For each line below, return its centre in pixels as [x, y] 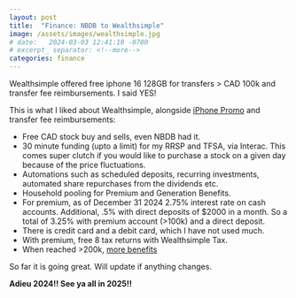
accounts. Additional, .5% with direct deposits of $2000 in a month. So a [155, 212]
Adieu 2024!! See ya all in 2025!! [71, 283]
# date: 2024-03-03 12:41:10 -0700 [79, 42]
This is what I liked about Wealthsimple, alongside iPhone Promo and [135, 110]
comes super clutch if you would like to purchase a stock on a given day [154, 155]
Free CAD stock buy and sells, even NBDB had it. [111, 137]
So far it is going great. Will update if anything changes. [111, 267]
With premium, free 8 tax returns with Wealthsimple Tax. [125, 240]
